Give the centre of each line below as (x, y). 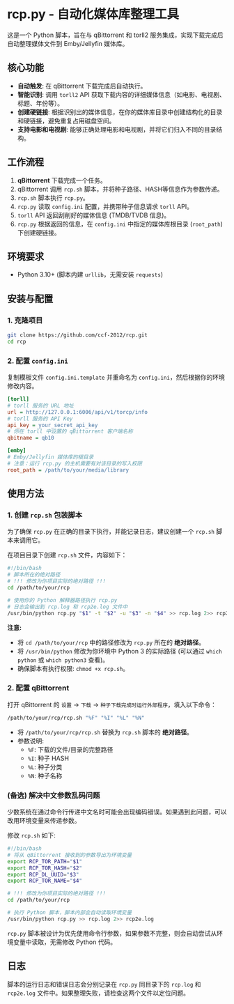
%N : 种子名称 (45, 775)
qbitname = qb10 (31, 438)
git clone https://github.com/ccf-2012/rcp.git (78, 335)
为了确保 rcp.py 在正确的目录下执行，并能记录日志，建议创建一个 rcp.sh (111, 532)
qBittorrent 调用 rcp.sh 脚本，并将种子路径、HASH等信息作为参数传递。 (120, 189)
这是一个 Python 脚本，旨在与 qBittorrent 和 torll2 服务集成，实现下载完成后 (115, 35)
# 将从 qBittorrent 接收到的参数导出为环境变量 (70, 855)
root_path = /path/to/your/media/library (68, 470)
